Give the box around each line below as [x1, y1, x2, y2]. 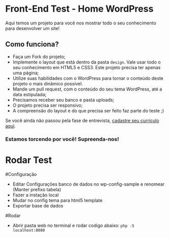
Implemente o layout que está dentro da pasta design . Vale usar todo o [12, 59, 161, 65]
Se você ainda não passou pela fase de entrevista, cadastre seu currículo [5, 117, 159, 124]
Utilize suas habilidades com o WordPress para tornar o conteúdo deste [12, 75, 164, 81]
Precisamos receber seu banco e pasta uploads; [12, 97, 115, 103]
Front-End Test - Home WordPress [5, 3, 154, 15]
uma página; [12, 70, 39, 76]
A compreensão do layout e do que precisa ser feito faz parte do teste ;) [12, 107, 164, 113]
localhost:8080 [12, 227, 45, 233]
